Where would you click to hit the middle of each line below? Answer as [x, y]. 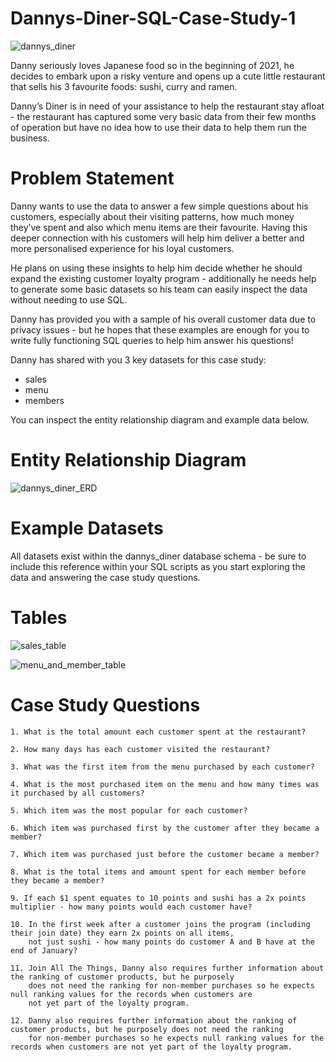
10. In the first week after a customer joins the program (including [160, 924]
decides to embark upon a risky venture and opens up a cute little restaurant [168, 76]
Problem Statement [92, 178]
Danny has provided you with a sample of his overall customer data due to [163, 319]
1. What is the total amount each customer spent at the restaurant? [158, 732]
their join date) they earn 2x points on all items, [122, 933]
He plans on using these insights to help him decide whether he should [156, 268]
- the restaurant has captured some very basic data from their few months [163, 116]
